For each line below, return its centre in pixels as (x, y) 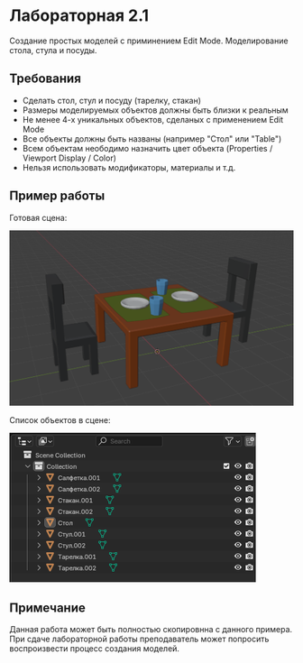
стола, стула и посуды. (53, 50)
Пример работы (57, 196)
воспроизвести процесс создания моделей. (95, 648)
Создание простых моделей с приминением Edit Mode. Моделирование (149, 41)
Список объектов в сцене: (60, 420)
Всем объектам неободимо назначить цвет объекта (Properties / (147, 148)
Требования (45, 79)
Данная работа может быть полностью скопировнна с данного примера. (151, 629)
